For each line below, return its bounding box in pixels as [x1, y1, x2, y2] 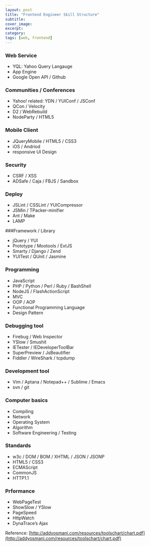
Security [5, 161, 26, 168]
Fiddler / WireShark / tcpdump [12, 355, 75, 361]
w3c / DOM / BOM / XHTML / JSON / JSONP [12, 453, 105, 460]
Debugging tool [5, 322, 43, 329]
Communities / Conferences [5, 86, 75, 94]
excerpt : [5, 26, 23, 31]
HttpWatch [12, 515, 35, 521]
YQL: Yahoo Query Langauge [12, 63, 72, 69]
